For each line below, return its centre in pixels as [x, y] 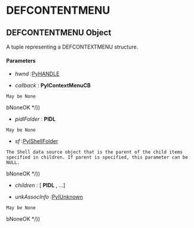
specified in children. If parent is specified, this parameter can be [97, 157]
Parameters [21, 60]
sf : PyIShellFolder [36, 141]
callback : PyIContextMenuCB [53, 86]
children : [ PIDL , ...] [40, 186]
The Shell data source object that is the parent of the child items [95, 152]
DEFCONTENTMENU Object [59, 33]
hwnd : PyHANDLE [37, 74]
